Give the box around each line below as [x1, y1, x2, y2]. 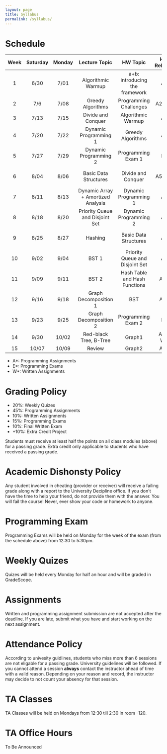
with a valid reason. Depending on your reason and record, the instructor [5, 670, 154, 676]
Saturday [26, 59, 49, 66]
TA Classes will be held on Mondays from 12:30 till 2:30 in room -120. [5, 710, 147, 716]
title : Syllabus [5, 12, 39, 17]
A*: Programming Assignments [12, 358, 77, 364]
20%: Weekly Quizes [12, 402, 56, 408]
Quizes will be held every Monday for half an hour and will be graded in [5, 572, 152, 578]
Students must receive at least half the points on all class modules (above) [5, 438, 158, 444]
